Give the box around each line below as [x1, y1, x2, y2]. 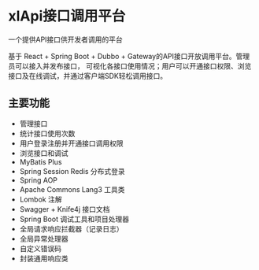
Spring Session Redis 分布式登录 [19, 166, 126, 176]
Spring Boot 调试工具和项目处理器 [19, 214, 130, 224]
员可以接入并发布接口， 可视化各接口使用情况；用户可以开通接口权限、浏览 [8, 61, 252, 71]
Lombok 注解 [19, 194, 62, 204]
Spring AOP [19, 175, 57, 185]
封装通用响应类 [19, 253, 68, 263]
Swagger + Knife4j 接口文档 [19, 204, 110, 213]
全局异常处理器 [19, 234, 68, 243]
